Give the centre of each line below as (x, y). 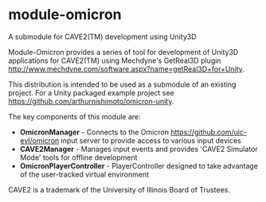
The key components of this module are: (74, 116)
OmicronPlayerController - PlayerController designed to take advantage (139, 165)
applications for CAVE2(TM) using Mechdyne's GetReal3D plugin (115, 60)
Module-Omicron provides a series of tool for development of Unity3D (123, 52)
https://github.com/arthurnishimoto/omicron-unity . (91, 101)
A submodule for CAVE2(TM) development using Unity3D (102, 37)
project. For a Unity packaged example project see (91, 92)
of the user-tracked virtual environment (84, 174)
